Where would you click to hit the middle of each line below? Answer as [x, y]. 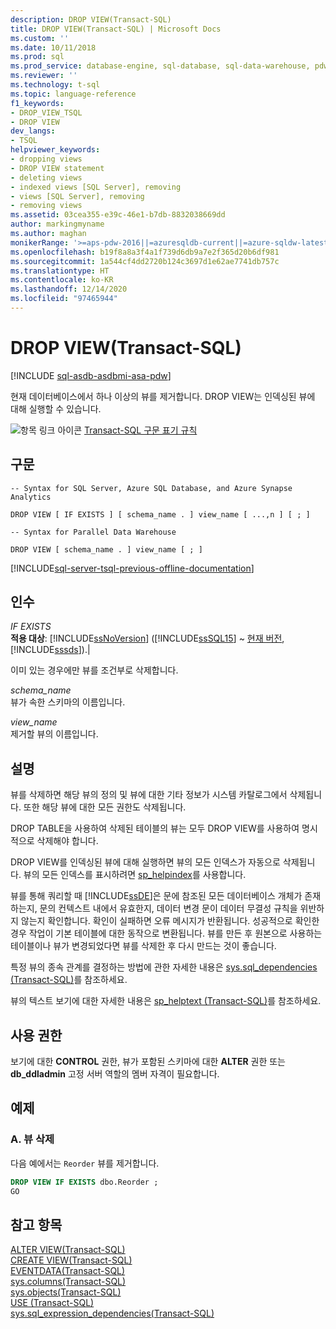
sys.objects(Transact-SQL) [66, 1292]
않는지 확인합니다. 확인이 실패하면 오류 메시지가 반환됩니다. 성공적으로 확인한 [170, 921]
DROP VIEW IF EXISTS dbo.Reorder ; [84, 1182]
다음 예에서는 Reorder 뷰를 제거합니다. [85, 1163]
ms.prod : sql [37, 57]
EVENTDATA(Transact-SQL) [68, 1271]
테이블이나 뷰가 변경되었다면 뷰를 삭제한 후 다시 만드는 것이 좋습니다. [143, 946]
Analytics [31, 497]
